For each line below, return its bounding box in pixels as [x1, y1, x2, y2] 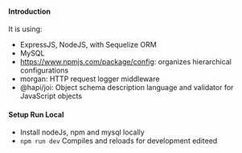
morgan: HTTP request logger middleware [19, 74, 160, 84]
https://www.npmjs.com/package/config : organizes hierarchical [19, 57, 232, 67]
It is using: [8, 24, 43, 34]
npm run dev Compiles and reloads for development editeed [19, 136, 218, 146]
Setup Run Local [8, 110, 64, 119]
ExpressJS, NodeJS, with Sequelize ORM [19, 40, 157, 50]
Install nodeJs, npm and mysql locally [19, 127, 145, 137]
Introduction [8, 6, 51, 16]
